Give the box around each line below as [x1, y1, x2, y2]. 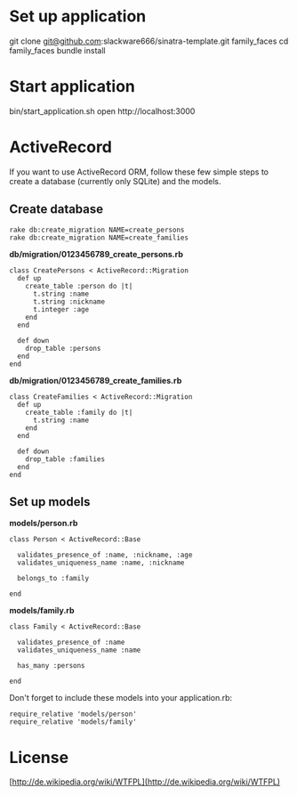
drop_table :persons [25, 344, 101, 353]
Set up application [9, 6, 147, 27]
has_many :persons [17, 662, 86, 670]
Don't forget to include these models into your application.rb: [9, 693, 233, 703]
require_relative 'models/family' [9, 718, 138, 727]
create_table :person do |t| [25, 281, 133, 290]
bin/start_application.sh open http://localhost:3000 [9, 105, 196, 117]
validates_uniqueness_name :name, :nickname [17, 558, 185, 567]
